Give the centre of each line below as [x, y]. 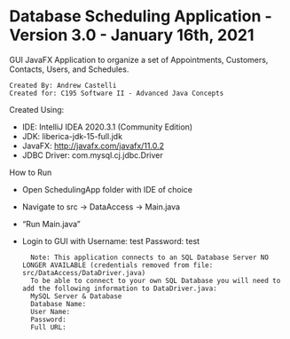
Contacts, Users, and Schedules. [69, 69]
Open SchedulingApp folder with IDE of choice [107, 189]
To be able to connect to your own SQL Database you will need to [156, 280]
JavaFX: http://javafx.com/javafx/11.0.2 [93, 146]
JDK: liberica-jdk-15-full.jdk [72, 136]
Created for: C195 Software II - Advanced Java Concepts [117, 93]
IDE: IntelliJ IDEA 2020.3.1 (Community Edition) [107, 127]
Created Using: [37, 109]
